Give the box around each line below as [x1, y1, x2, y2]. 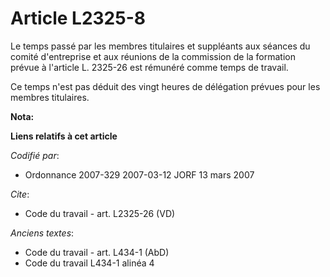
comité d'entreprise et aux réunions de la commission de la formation [10, 50, 296, 62]
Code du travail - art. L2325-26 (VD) [24, 207, 176, 219]
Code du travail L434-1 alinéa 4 [24, 257, 155, 269]
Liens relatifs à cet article [10, 130, 118, 142]
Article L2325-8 [10, 7, 146, 30]
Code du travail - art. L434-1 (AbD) [24, 246, 170, 258]
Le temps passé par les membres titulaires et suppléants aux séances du [10, 40, 311, 52]
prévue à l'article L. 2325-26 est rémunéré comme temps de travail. [10, 61, 289, 73]
